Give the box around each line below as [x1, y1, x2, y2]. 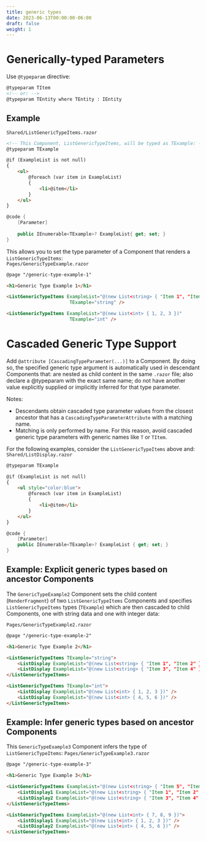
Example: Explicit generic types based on [6, 565, 168, 575]
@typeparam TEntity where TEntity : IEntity [6, 96, 122, 102]
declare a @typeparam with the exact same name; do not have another [6, 377, 186, 384]
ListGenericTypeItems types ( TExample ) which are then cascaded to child [6, 603, 190, 611]
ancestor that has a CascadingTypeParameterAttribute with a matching [15, 413, 193, 421]
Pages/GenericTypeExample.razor [6, 260, 89, 267]
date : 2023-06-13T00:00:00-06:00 [6, 15, 92, 21]
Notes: [6, 395, 23, 402]
